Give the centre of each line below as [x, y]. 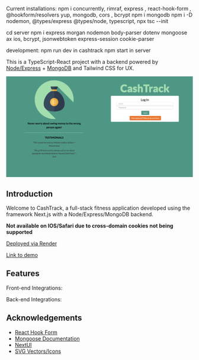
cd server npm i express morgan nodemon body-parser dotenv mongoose [97, 33]
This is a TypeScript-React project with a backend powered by [82, 62]
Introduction [30, 194]
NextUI [23, 345]
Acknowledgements [44, 318]
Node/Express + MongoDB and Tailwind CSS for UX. [70, 68]
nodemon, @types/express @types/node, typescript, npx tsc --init [87, 21]
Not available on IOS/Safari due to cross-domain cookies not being [90, 226]
